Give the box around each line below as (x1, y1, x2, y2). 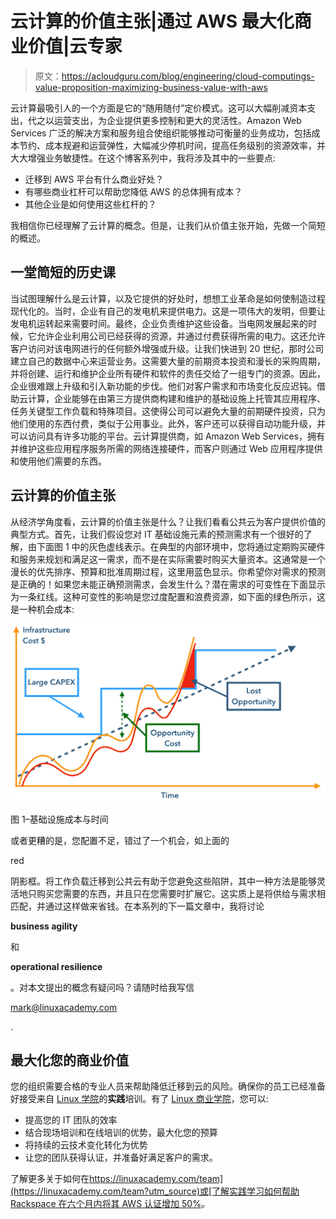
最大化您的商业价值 (10, 1052, 129, 1069)
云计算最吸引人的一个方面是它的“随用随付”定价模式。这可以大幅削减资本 (10, 102, 308, 114)
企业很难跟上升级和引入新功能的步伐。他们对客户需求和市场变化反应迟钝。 (10, 380, 317, 392)
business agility (10, 920, 78, 932)
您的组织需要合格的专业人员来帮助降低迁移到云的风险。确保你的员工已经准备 (10, 1080, 326, 1092)
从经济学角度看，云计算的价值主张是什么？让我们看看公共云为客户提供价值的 (10, 515, 326, 527)
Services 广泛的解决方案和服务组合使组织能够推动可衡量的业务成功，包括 (10, 127, 312, 139)
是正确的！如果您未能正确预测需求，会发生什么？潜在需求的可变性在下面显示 (10, 578, 326, 590)
